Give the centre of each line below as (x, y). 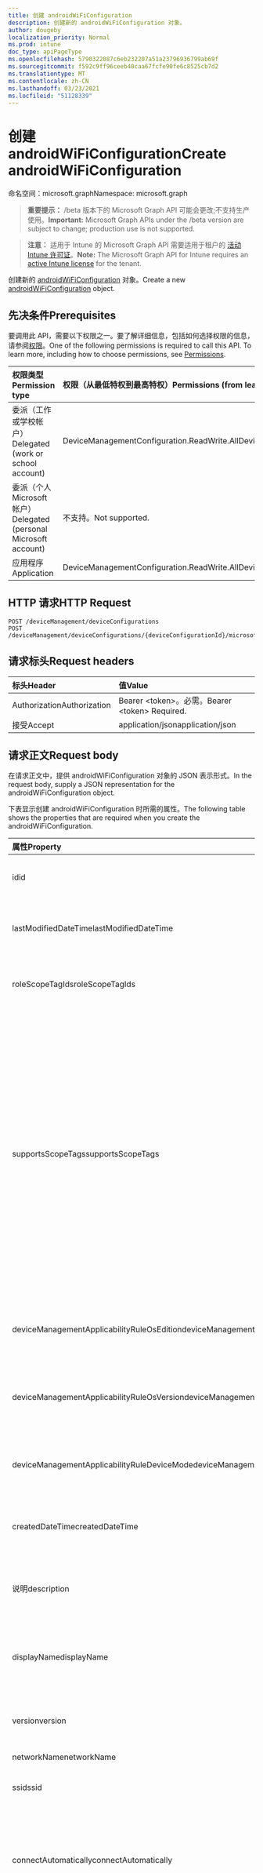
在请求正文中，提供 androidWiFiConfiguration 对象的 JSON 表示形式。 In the (130, 776)
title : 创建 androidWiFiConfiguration (70, 15)
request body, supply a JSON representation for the (92, 785)
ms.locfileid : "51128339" (50, 96)
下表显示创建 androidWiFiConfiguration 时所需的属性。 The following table (127, 809)
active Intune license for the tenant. (85, 264)
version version (39, 1721)
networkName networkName (64, 1757)
